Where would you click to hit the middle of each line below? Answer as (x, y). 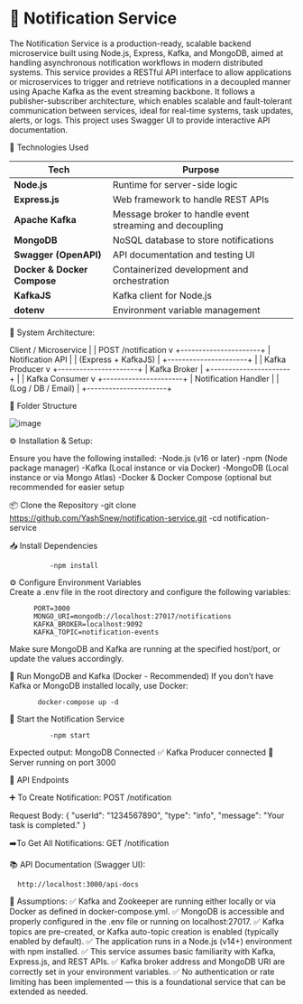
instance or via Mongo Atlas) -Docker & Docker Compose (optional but (141, 477)
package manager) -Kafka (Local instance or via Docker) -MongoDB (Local (149, 468)
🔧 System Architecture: (52, 332)
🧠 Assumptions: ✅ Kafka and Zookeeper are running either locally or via (143, 901)
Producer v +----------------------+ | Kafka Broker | (106, 368)
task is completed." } (48, 824)
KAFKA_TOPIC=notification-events (96, 632)
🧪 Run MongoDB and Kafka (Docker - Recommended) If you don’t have (142, 675)
